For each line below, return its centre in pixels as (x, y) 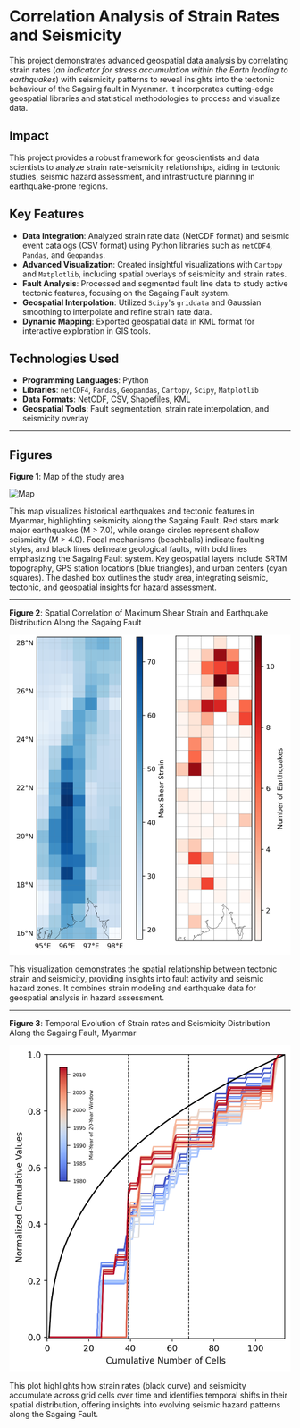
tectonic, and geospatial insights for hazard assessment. (113, 587)
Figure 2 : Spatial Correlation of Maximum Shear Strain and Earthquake (139, 613)
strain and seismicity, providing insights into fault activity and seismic (137, 978)
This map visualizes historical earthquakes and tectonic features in (132, 511)
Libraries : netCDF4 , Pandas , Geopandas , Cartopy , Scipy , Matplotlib (140, 390)
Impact (29, 136)
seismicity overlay (55, 419)
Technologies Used (64, 358)
